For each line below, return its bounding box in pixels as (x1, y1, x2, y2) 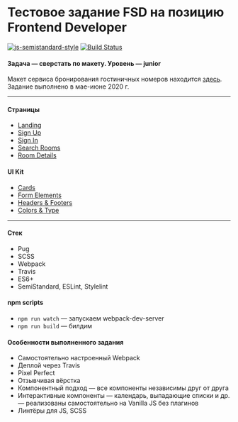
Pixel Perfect (17, 369, 55, 377)
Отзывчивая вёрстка (17, 377, 81, 385)
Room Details (17, 151, 57, 160)
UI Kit (7, 167, 24, 176)
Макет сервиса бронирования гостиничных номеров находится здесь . (7, 75, 222, 84)
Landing (17, 121, 42, 130)
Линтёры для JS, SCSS (17, 406, 87, 415)
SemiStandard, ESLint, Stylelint (17, 282, 108, 291)
